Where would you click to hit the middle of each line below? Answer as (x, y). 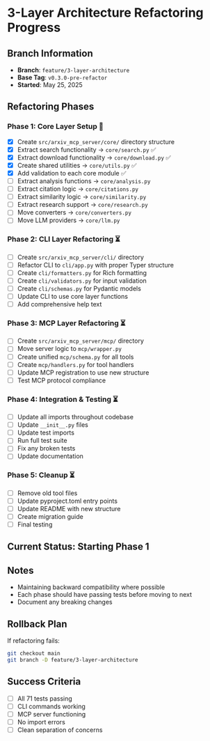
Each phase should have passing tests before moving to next (105, 595)
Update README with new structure (69, 508)
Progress (34, 28)
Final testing (35, 524)
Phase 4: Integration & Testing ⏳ (63, 399)
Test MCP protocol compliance (62, 380)
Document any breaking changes (65, 602)
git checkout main (34, 654)
